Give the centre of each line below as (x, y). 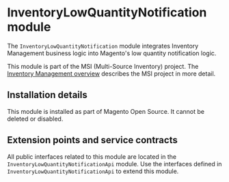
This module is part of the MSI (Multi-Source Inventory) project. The (103, 66)
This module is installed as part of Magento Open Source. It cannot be (106, 111)
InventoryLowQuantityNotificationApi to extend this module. (93, 171)
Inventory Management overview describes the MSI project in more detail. (111, 74)
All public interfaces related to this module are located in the (92, 156)
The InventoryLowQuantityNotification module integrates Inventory (103, 46)
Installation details (47, 95)
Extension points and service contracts (92, 140)
